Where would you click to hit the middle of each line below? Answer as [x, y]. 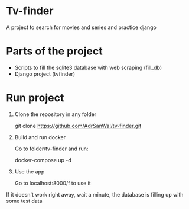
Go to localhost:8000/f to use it [53, 183]
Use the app [30, 171]
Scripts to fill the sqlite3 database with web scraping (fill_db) [88, 67]
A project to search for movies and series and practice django [81, 27]
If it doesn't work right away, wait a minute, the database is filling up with [95, 194]
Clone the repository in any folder [56, 114]
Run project [35, 98]
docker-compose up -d [43, 160]
